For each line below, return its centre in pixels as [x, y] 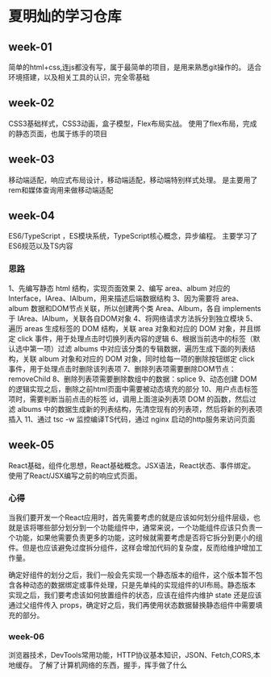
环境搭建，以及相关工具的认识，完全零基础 [79, 77]
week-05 [31, 445]
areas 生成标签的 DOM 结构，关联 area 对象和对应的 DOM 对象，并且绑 [142, 328]
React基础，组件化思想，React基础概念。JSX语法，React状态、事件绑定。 [132, 465]
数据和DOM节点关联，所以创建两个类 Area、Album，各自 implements [146, 308]
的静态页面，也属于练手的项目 [58, 133]
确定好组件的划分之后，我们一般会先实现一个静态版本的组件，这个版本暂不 [132, 575]
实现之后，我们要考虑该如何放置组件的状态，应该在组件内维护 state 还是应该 [135, 595]
